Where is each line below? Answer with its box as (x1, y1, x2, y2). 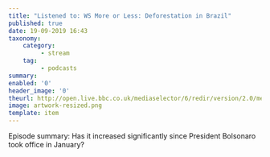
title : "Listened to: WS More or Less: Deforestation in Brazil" (8, 11, 231, 20)
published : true (8, 19, 63, 27)
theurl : (8, 94, 35, 102)
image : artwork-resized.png (8, 101, 103, 109)
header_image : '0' (8, 86, 70, 95)
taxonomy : (8, 34, 42, 43)
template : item (8, 109, 59, 118)
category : (22, 42, 56, 50)
